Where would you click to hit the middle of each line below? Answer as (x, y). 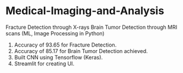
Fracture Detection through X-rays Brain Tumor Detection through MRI (91, 27)
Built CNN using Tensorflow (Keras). (59, 57)
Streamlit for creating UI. (44, 64)
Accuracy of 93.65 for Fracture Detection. (65, 45)
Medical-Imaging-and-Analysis (85, 11)
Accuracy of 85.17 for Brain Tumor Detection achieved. (81, 51)
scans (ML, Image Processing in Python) (55, 33)
